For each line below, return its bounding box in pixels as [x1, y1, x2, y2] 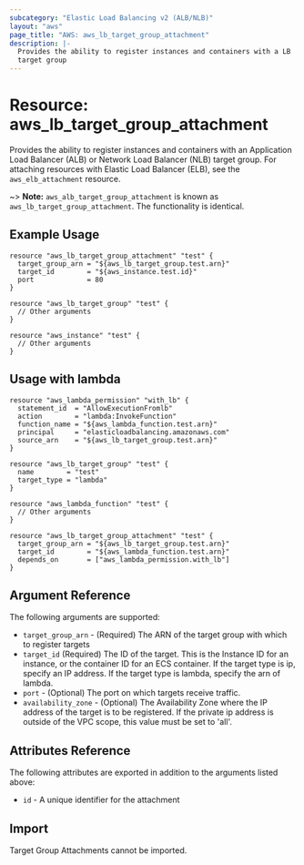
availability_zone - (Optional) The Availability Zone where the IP [22, 697, 269, 708]
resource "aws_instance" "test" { [9, 331, 141, 340]
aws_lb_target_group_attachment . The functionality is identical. [9, 200, 245, 211]
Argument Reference [9, 587, 131, 603]
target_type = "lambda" [17, 475, 107, 484]
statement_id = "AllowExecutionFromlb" [17, 403, 173, 412]
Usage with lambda [9, 371, 121, 387]
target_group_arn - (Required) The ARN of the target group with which [22, 629, 288, 640]
